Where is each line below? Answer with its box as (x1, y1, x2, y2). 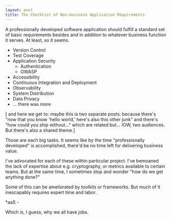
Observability (12, 85, 41, 91)
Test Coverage (12, 52, 44, 59)
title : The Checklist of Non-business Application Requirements (5, 12, 145, 17)
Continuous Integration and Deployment (12, 79, 97, 86)
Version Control (12, 47, 46, 53)
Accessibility (12, 74, 40, 80)
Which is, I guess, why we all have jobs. (5, 209, 89, 215)
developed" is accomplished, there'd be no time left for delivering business (5, 142, 163, 148)
